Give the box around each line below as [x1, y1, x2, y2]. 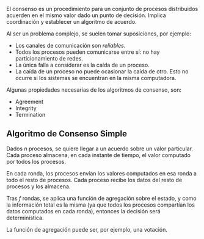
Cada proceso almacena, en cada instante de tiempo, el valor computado [6, 151, 191, 158]
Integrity [15, 105, 37, 112]
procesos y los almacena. [6, 183, 71, 190]
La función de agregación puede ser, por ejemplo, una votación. [6, 226, 168, 233]
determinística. [6, 214, 44, 221]
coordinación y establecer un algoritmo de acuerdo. [6, 18, 137, 25]
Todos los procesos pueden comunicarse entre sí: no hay [15, 48, 160, 56]
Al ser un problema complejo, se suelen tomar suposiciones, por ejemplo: [6, 30, 191, 37]
